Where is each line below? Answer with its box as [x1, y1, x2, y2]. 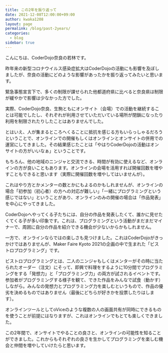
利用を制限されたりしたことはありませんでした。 [5, 118, 106, 124]
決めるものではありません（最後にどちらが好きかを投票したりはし [14, 289, 150, 295]
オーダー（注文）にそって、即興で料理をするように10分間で [18, 264, 141, 270]
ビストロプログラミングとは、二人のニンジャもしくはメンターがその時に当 [5, 258, 159, 264]
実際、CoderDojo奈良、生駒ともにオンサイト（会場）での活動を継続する [5, 105, 155, 111]
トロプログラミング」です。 [5, 247, 62, 253]
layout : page [5, 21, 33, 27]
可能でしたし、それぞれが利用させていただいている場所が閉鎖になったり [14, 112, 163, 118]
